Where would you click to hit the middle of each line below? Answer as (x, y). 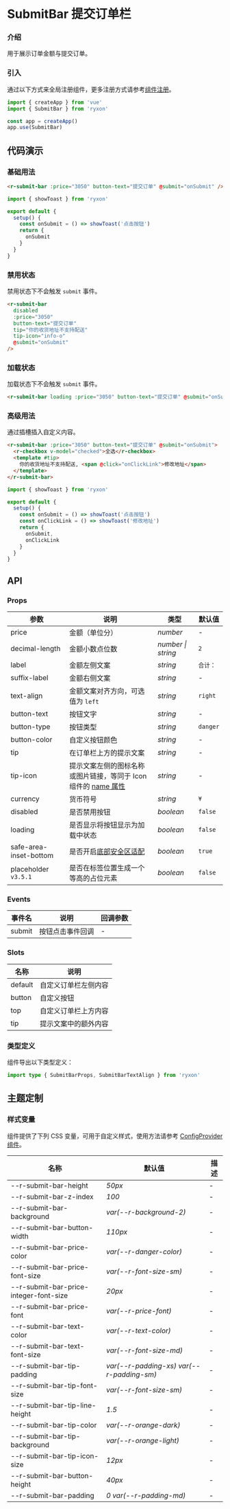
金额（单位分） (93, 633)
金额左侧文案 (90, 666)
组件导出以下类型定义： (40, 1062)
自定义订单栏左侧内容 (74, 985)
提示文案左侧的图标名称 (107, 766)
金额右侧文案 (90, 679)
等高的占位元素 (93, 878)
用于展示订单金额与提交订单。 (49, 54)
